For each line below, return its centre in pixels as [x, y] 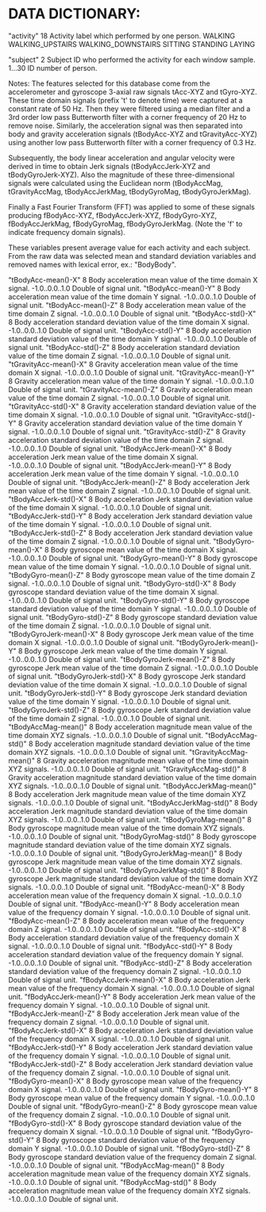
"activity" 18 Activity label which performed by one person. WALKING [122, 36]
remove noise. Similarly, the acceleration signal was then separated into [126, 125]
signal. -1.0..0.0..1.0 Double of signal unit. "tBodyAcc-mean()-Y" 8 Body [124, 288]
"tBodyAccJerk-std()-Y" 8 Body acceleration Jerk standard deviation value [130, 516]
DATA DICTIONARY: [74, 14]
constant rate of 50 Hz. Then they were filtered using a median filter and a [129, 109]
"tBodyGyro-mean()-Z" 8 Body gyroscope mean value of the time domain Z [132, 575]
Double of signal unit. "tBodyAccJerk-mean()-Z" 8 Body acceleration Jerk [129, 482]
